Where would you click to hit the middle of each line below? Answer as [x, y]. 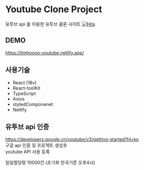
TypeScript [24, 93]
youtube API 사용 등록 [27, 152]
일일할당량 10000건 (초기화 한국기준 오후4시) [50, 163]
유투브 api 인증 [27, 126]
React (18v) [24, 82]
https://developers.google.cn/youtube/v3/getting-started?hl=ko [72, 139]
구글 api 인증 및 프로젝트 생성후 [36, 146]
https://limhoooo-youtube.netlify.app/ [45, 52]
